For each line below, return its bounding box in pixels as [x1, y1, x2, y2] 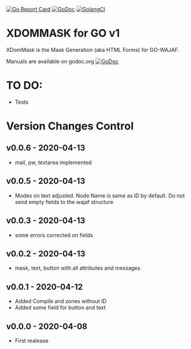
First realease [14, 337, 49, 344]
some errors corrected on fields [14, 231, 94, 239]
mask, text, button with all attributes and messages [14, 264, 140, 271]
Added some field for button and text [14, 304, 106, 311]
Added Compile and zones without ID [14, 298, 107, 305]
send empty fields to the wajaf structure [14, 198, 113, 205]
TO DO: [6, 79, 43, 92]
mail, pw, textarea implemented [14, 159, 92, 166]
